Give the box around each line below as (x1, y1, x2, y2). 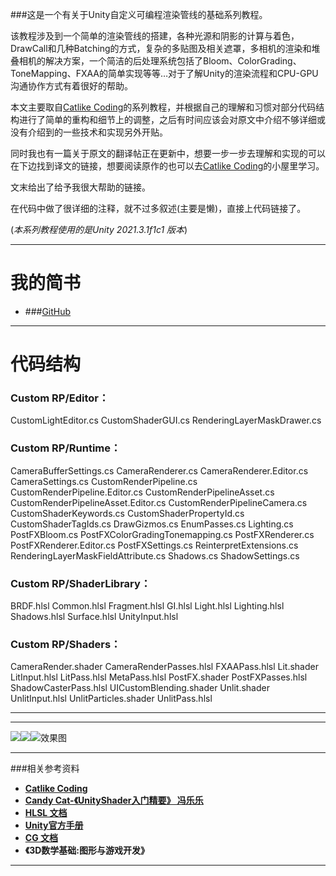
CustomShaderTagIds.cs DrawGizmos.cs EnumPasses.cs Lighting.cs (10, 518, 294, 530)
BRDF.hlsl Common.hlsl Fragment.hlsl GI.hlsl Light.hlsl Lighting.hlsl (10, 600, 285, 612)
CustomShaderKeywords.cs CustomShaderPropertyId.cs (10, 507, 245, 519)
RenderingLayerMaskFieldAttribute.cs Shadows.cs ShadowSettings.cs (10, 549, 300, 562)
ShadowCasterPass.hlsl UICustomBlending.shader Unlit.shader (10, 682, 270, 694)
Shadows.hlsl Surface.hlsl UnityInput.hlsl (10, 611, 179, 623)
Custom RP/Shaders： (10, 637, 122, 651)
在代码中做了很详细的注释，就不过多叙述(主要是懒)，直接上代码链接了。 (10, 203, 307, 214)
